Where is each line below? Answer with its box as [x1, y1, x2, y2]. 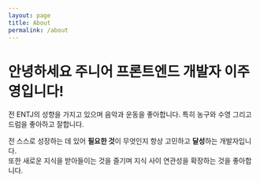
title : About [8, 19, 51, 27]
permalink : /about [8, 26, 69, 34]
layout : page [8, 11, 51, 20]
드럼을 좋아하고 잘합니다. [8, 120, 84, 129]
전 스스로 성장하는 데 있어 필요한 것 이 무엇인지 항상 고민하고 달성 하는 [8, 136, 218, 146]
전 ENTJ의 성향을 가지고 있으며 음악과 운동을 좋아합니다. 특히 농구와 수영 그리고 [8, 110, 252, 119]
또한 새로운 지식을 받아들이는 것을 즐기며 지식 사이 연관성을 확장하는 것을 [8, 156, 231, 165]
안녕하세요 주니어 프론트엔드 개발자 [8, 62, 222, 80]
